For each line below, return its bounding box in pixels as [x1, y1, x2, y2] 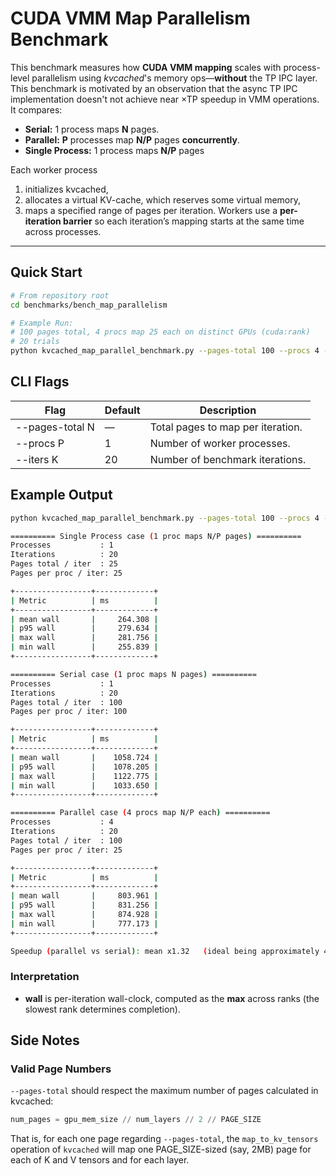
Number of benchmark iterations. [149, 452, 307, 466]
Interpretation [10, 970, 80, 984]
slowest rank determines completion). [24, 1003, 181, 1015]
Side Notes [10, 1032, 80, 1049]
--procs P [15, 436, 65, 450]
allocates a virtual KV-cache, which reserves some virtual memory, [24, 193, 302, 206]
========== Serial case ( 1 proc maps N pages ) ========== [10, 669, 257, 679]
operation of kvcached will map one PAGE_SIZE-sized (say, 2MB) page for [10, 1143, 312, 1156]
